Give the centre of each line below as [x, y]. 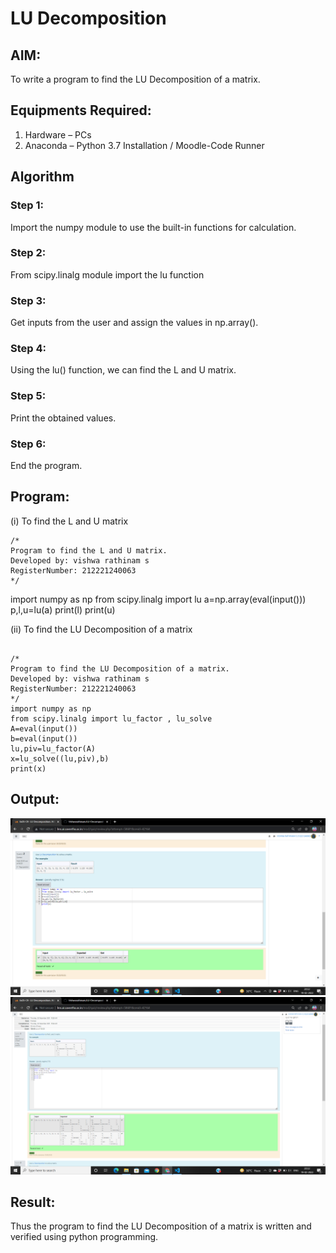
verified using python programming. [84, 1237]
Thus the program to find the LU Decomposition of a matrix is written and [161, 1226]
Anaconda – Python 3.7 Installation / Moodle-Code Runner [144, 145]
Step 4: [28, 349]
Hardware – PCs [58, 134]
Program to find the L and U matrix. [89, 550]
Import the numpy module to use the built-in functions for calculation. [153, 227]
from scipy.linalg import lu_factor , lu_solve [111, 718]
